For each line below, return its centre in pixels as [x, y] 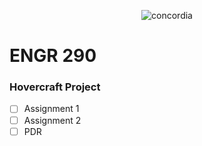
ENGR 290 [53, 56]
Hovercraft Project [55, 87]
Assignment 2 [52, 120]
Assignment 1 [51, 109]
